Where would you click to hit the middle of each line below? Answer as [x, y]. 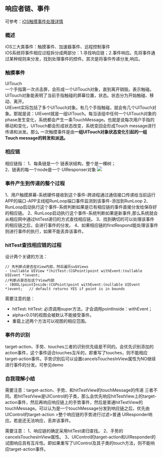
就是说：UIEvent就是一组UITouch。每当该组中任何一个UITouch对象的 [87, 114]
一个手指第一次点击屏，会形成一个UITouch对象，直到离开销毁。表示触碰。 [80, 90]
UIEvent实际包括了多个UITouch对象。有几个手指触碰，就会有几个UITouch [79, 108]
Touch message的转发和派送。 [36, 138]
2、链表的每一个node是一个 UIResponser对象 [51, 169]
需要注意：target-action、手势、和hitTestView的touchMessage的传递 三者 [79, 390]
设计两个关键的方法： [26, 256]
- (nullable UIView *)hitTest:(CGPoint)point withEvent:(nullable [74, 271]
